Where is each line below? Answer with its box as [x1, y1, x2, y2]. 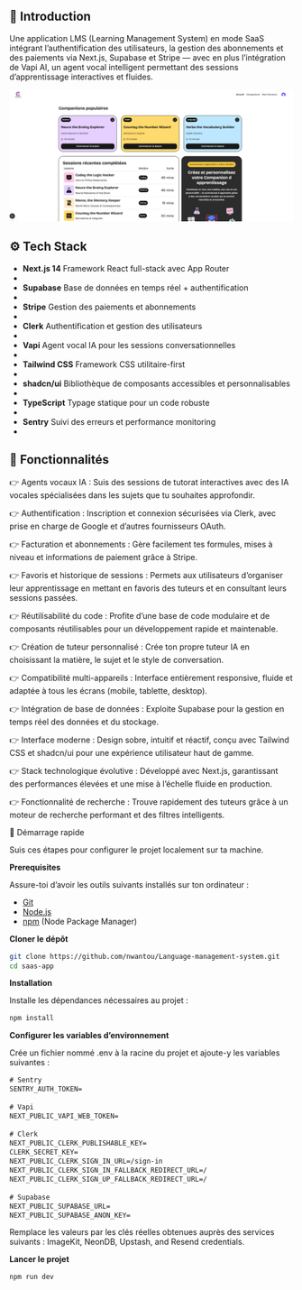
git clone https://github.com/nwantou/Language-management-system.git [9, 952, 280, 961]
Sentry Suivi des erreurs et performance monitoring [22, 416, 216, 427]
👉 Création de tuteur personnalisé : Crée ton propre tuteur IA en [9, 641, 251, 652]
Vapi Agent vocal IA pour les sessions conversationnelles [22, 339, 236, 350]
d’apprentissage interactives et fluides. [9, 71, 153, 82]
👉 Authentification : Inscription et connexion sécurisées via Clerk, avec [9, 507, 277, 519]
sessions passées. [9, 592, 78, 603]
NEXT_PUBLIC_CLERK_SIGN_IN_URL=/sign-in [9, 1156, 164, 1166]
